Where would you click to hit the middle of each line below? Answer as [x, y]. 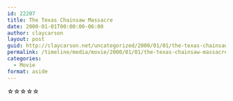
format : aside [28, 71]
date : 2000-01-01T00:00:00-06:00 [55, 26]
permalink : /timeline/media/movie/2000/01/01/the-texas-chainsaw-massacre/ [119, 53]
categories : [24, 59]
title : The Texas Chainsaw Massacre [60, 20]
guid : [15, 46]
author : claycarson [35, 33]
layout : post [26, 39]
